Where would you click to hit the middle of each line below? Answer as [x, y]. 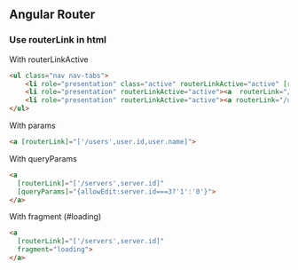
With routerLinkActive [49, 59]
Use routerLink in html [58, 40]
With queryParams [43, 158]
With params [32, 126]
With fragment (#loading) [55, 217]
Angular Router [52, 15]
